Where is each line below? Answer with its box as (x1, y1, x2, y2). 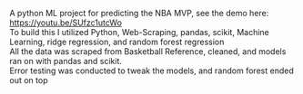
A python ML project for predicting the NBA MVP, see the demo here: (9, 8, 269, 18)
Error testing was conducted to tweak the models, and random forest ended (9, 65, 294, 76)
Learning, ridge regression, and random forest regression (9, 36, 225, 47)
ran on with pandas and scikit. (9, 56, 123, 66)
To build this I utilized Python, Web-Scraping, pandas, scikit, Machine (9, 27, 270, 37)
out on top (9, 75, 48, 85)
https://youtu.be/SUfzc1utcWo (9, 17, 123, 28)
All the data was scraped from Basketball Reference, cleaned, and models (9, 46, 287, 57)
